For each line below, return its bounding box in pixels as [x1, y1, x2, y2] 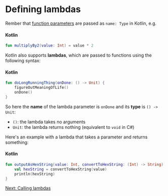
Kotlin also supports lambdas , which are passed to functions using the [5, 52, 152, 59]
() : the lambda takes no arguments [12, 119, 86, 125]
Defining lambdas [5, 4, 81, 15]
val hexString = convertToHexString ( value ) [14, 167, 107, 172]
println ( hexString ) [14, 171, 55, 176]
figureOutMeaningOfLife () [14, 85, 69, 90]
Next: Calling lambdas [5, 185, 51, 191]
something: [5, 139, 29, 145]
